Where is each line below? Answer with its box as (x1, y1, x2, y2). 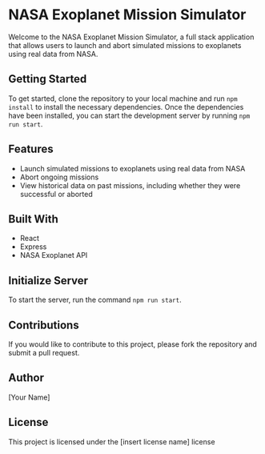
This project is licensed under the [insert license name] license (8, 436, 215, 446)
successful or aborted (19, 189, 94, 199)
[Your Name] (8, 392, 50, 402)
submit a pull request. (8, 348, 80, 357)
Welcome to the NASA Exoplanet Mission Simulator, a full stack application (8, 32, 255, 42)
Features (8, 143, 54, 156)
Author (8, 371, 44, 385)
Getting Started (8, 72, 87, 86)
